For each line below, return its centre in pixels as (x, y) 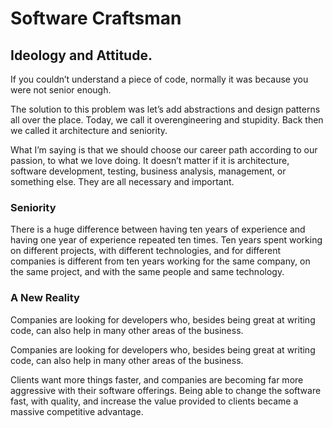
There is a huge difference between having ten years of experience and (158, 229)
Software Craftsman (96, 18)
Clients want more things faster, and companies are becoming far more (157, 379)
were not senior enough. (61, 90)
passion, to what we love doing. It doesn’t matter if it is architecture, (150, 160)
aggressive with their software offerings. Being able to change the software (166, 390)
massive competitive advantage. (77, 411)
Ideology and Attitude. (81, 55)
